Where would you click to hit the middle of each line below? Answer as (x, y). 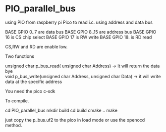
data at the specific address (34, 82)
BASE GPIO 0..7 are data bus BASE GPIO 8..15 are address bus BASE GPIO (81, 32)
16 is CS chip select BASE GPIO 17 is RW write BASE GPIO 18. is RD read (79, 37)
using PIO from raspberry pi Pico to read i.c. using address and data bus (79, 22)
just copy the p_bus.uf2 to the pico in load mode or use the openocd (75, 120)
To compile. (17, 101)
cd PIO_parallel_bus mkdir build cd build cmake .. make (61, 110)
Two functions (20, 56)
